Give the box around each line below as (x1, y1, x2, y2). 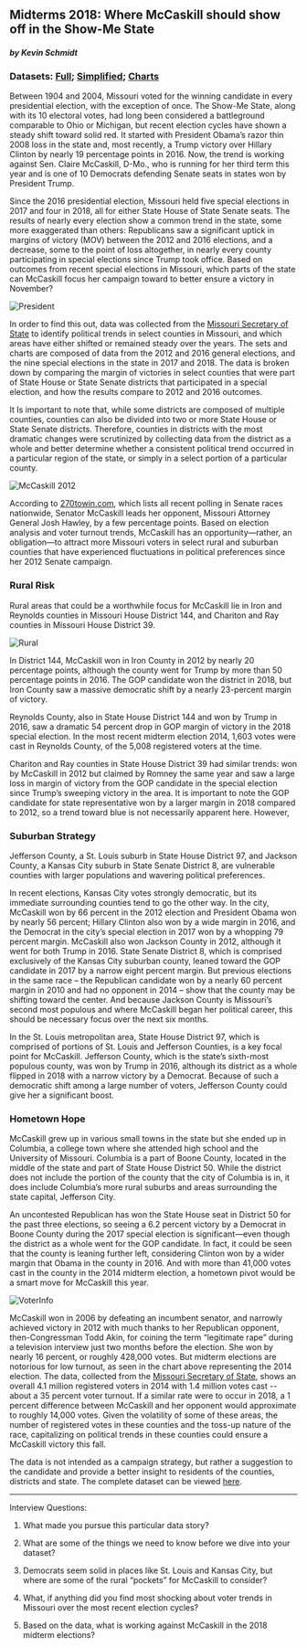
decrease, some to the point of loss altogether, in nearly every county (9, 244, 272, 255)
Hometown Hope (9, 1112, 86, 1125)
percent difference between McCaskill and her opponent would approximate (9, 1400, 297, 1411)
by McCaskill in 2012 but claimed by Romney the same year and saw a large (9, 768, 295, 779)
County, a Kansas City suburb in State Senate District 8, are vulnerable (9, 859, 276, 871)
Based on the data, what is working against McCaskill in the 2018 (22, 1620, 268, 1631)
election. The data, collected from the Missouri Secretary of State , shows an (9, 1371, 297, 1382)
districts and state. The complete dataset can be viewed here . (9, 1476, 242, 1487)
